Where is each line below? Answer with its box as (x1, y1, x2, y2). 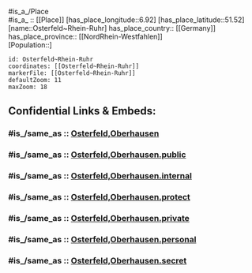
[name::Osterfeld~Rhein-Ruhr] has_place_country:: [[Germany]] (8, 24, 216, 32)
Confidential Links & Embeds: (8, 104, 156, 118)
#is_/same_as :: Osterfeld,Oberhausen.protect (8, 192, 191, 203)
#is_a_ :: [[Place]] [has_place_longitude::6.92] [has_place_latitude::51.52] (8, 15, 245, 24)
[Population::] (8, 40, 53, 50)
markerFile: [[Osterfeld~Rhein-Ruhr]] (8, 69, 136, 77)
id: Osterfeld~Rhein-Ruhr (8, 55, 93, 63)
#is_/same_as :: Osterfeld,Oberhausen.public (8, 149, 186, 160)
